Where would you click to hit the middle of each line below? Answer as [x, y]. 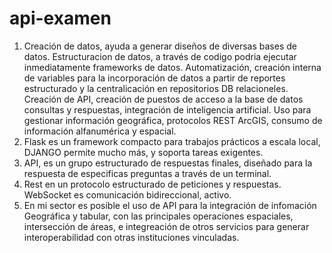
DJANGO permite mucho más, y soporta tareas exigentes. [143, 152]
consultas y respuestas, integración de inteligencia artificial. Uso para [167, 109]
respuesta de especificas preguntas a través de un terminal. [147, 173]
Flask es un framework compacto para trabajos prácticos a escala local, [172, 141]
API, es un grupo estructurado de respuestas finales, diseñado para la [168, 163]
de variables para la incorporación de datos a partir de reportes [154, 78]
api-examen [60, 18]
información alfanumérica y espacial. [100, 131]
